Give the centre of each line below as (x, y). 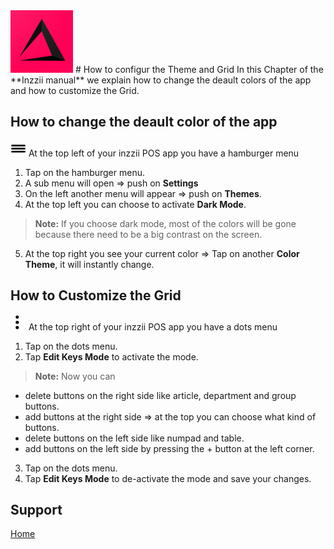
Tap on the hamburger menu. (84, 172)
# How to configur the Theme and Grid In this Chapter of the (199, 69)
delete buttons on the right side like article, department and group (160, 395)
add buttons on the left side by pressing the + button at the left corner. (169, 448)
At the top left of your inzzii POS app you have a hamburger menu (164, 153)
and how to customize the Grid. (75, 90)
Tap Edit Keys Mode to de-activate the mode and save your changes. (168, 478)
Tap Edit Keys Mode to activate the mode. (111, 356)
